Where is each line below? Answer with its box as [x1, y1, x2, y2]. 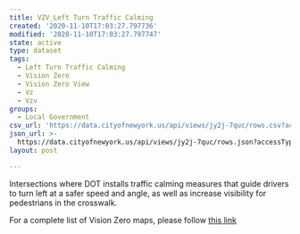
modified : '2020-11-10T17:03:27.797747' [9, 29, 162, 38]
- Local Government [17, 113, 90, 121]
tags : [9, 54, 29, 63]
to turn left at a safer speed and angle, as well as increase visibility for [9, 188, 267, 198]
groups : [9, 104, 38, 113]
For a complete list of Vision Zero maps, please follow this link [9, 214, 237, 225]
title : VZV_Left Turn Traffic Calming [9, 13, 154, 22]
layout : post [9, 146, 58, 155]
